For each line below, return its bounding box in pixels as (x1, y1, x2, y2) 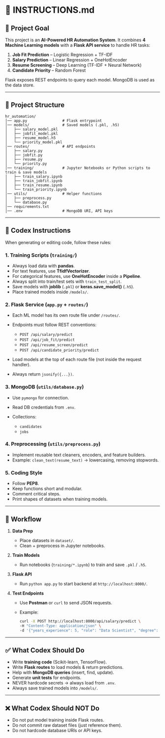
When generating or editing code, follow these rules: (5, 239, 111, 245)
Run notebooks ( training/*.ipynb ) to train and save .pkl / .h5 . (19, 562, 146, 568)
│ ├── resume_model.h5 (5, 135, 56, 140)
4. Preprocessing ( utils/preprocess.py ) (5, 440, 101, 447)
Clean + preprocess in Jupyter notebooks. (19, 543, 106, 548)
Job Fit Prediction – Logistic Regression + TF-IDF (12, 52, 113, 57)
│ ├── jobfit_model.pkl (5, 131, 58, 136)
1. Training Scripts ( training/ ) (5, 251, 77, 258)
